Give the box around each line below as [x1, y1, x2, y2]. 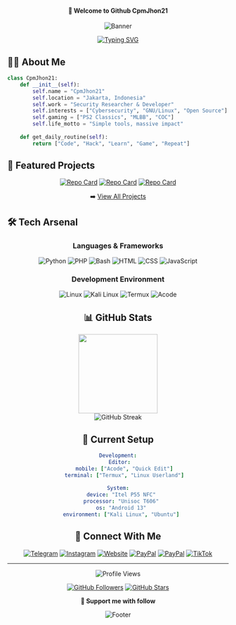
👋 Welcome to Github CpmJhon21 [67, 6, 169, 15]
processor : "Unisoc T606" [83, 498, 159, 505]
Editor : [108, 458, 131, 465]
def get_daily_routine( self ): [20, 133, 109, 141]
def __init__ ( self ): [20, 81, 80, 88]
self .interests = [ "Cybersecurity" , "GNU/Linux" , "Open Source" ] [32, 107, 228, 115]
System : [106, 485, 130, 492]
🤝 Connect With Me [74, 531, 162, 543]
